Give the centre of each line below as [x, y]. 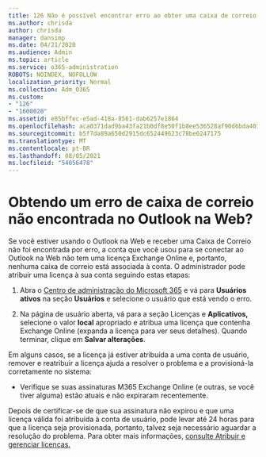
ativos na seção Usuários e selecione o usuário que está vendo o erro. [136, 299]
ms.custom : [26, 97]
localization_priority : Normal [60, 82]
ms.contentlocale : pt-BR [49, 148]
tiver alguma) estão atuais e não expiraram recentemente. [114, 396]
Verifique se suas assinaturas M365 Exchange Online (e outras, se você [137, 387]
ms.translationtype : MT [47, 141]
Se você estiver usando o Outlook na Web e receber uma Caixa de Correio [130, 241]
